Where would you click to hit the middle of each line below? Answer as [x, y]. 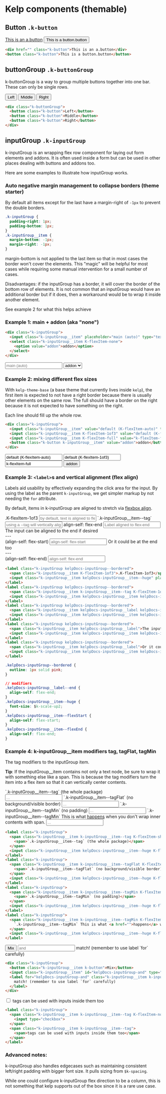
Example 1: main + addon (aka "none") [52, 322]
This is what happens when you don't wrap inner [111, 817]
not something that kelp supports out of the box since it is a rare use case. [81, 1086]
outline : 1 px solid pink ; [36, 670]
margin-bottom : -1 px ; [32, 240]
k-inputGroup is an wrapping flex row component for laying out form [75, 153]
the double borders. [25, 208]
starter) [15, 192]
